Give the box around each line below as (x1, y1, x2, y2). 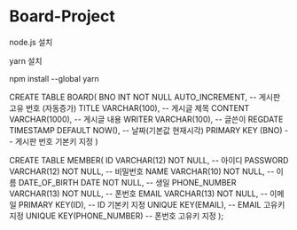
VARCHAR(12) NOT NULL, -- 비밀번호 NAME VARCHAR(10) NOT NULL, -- (9, 166, 275, 177)
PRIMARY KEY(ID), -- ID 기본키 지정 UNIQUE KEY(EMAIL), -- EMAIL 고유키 (18, 199, 285, 210)
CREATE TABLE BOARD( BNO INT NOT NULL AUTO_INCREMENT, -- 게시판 (9, 91, 281, 102)
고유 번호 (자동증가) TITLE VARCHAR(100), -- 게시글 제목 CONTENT (9, 102, 250, 113)
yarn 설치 (9, 55, 43, 66)
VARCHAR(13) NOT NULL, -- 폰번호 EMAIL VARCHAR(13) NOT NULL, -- (9, 188, 269, 199)
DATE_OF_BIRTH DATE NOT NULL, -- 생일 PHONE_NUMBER (18, 177, 237, 187)
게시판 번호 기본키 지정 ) (14, 136, 99, 147)
